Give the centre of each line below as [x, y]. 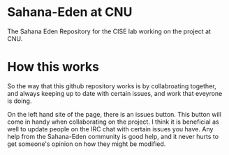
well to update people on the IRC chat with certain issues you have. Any [110, 129]
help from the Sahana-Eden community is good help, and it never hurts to [113, 136]
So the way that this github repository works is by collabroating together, [112, 86]
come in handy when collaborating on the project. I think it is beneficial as [113, 122]
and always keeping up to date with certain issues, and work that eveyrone [115, 93]
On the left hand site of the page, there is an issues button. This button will [114, 114]
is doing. [20, 101]
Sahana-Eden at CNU [70, 12]
